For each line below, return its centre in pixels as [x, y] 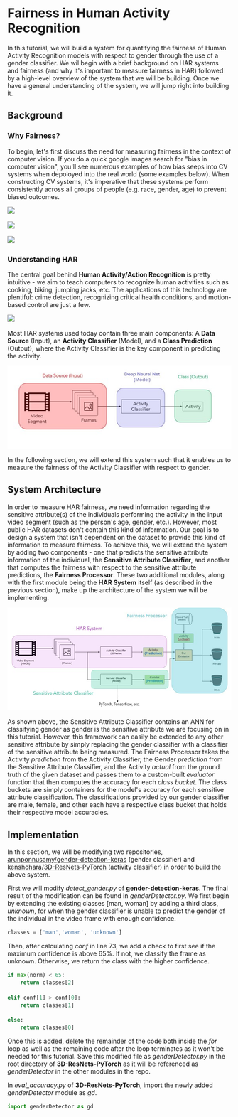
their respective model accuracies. [58, 813]
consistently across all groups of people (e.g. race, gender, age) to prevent [117, 189]
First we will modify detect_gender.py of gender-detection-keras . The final [118, 888]
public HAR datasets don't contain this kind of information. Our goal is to [113, 529]
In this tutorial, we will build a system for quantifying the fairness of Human [117, 48]
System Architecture [54, 490]
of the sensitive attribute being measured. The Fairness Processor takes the [118, 752]
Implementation [43, 834]
